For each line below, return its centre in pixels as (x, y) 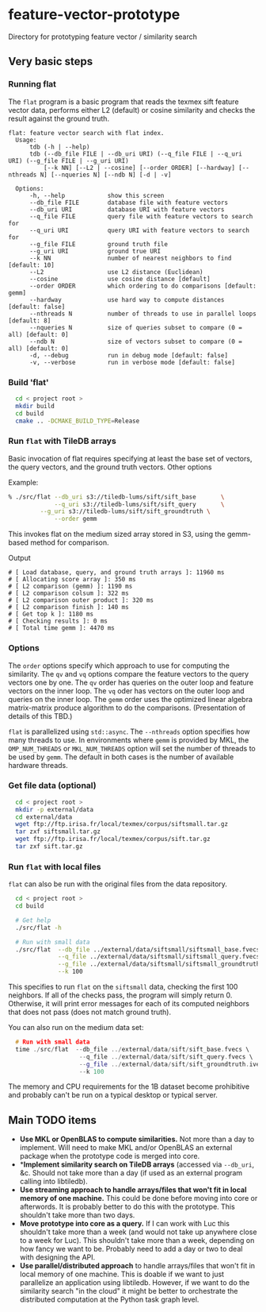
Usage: (26, 140)
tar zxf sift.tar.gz (49, 847)
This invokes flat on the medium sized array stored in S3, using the (117, 534)
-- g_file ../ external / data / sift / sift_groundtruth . (164, 1064)
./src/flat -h (38, 928)
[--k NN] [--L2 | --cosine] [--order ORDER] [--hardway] (139, 168)
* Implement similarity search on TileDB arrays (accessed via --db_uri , (137, 1164)
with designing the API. (57, 1257)
